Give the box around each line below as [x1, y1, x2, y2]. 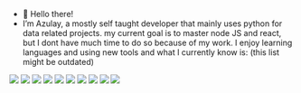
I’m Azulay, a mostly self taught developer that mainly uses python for [22, 18, 283, 29]
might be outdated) [22, 57, 95, 67]
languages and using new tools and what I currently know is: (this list [22, 47, 280, 58]
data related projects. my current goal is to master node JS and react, [22, 28, 282, 38]
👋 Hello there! [22, 9, 74, 19]
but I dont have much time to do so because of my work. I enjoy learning [22, 37, 293, 48]
